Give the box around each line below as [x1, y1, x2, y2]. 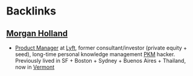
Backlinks [6, 4, 57, 18]
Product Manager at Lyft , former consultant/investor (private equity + [14, 44, 188, 51]
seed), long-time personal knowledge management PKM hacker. [14, 51, 176, 58]
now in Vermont [14, 63, 55, 71]
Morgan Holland [6, 28, 68, 39]
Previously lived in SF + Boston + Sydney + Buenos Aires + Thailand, [14, 57, 186, 64]
